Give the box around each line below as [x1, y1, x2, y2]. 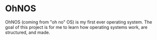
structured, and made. [5, 29, 50, 35]
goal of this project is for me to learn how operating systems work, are [5, 24, 148, 30]
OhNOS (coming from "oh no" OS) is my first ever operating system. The [5, 19, 153, 25]
